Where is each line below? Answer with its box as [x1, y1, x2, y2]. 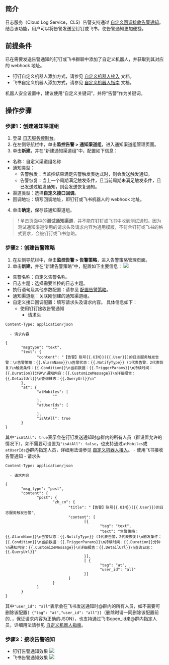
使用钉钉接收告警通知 [20, 305, 64, 312]
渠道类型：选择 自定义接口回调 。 [12, 190, 79, 196]
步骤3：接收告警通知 [5, 636, 55, 643]
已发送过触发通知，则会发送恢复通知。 [20, 184, 100, 190]
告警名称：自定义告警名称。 [12, 274, 70, 280]
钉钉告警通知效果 [12, 648, 48, 654]
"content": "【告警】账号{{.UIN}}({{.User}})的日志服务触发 [37, 354, 155, 360]
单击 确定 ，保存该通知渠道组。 [12, 207, 74, 213]
